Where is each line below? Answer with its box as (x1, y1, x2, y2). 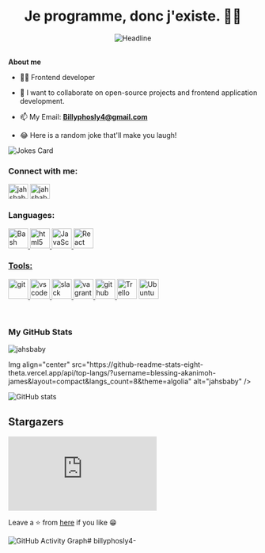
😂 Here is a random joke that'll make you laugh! (19, 130, 177, 139)
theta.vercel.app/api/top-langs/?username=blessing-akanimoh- (8, 368, 216, 378)
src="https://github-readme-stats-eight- (71, 360, 204, 369)
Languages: (8, 210, 55, 221)
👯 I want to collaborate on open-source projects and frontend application (19, 87, 258, 97)
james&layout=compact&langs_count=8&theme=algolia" (8, 376, 192, 387)
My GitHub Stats (8, 326, 73, 338)
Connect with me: (8, 166, 78, 177)
